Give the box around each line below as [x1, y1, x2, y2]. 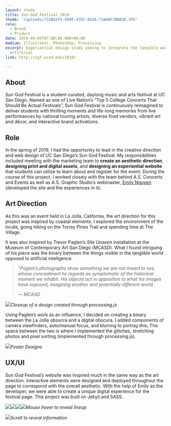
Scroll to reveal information [10, 414, 68, 420]
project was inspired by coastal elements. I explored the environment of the [5, 218, 164, 224]
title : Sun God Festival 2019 [5, 12, 70, 17]
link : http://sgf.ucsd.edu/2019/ [5, 54, 76, 60]
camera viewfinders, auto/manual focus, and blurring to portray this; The [5, 322, 158, 328]
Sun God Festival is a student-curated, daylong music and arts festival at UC [5, 92, 165, 98]
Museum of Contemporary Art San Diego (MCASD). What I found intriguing [5, 244, 162, 250]
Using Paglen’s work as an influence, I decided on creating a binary [5, 311, 147, 318]
